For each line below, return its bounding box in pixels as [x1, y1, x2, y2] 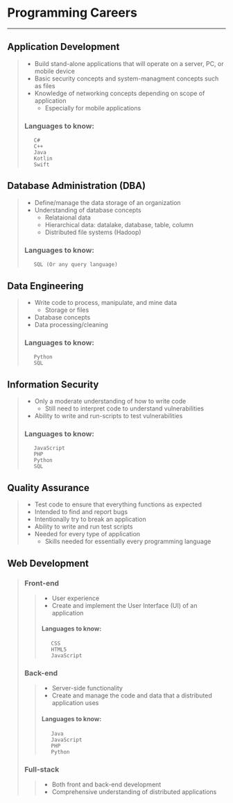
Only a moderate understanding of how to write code [34, 397, 187, 406]
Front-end [24, 578, 60, 588]
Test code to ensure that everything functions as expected [34, 500, 202, 508]
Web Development [7, 557, 89, 569]
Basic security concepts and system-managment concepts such [34, 74, 219, 83]
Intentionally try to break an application [34, 515, 147, 524]
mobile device [34, 67, 75, 75]
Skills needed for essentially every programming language [44, 537, 212, 546]
